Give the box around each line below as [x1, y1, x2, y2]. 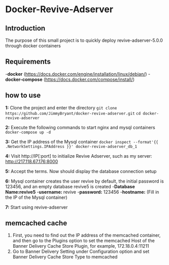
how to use [5, 91, 41, 100]
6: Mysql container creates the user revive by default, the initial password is [5, 178, 164, 184]
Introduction [5, 24, 46, 33]
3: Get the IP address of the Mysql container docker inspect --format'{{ [5, 138, 158, 144]
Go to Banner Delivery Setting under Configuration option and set [12, 248, 150, 255]
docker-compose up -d [5, 130, 51, 135]
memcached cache [5, 219, 67, 227]
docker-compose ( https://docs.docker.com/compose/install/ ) [5, 76, 135, 82]
